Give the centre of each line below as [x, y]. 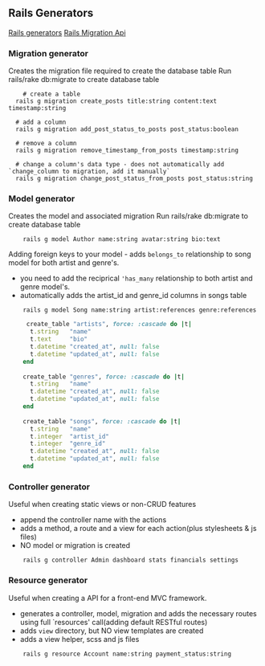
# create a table [52, 94]
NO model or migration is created [75, 545]
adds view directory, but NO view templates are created [112, 631]
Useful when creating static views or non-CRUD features [102, 505]
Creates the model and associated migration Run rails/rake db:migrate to [128, 216]
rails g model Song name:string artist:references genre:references [140, 310]
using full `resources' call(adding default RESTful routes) [114, 622]
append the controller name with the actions [93, 520]
